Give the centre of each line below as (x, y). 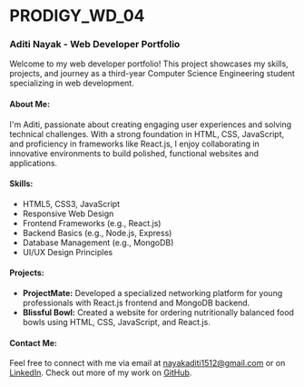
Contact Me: (33, 342)
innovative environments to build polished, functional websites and (134, 153)
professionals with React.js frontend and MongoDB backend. (136, 303)
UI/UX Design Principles (68, 252)
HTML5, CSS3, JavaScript (71, 203)
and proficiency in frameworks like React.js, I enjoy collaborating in (135, 144)
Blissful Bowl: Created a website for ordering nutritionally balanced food (158, 313)
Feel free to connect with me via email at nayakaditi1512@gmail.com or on (147, 363)
